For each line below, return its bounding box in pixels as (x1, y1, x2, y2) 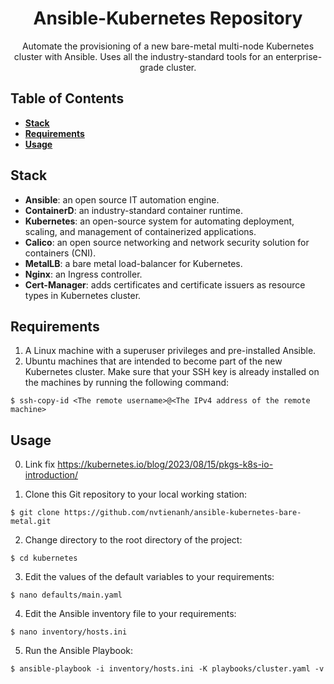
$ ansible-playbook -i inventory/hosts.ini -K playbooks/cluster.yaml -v (10, 664, 325, 674)
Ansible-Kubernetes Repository (33, 7, 303, 30)
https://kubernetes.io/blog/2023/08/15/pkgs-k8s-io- (57, 458, 274, 471)
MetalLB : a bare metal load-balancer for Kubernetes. (24, 257, 243, 269)
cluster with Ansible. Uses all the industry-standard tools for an (13, 50, 274, 62)
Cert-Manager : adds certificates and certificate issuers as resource (24, 278, 306, 291)
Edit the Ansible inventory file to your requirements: (24, 608, 237, 620)
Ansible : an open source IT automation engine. (24, 193, 220, 206)
